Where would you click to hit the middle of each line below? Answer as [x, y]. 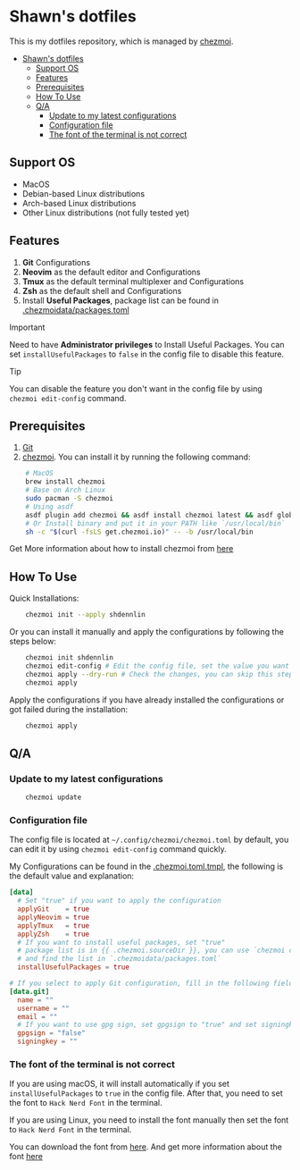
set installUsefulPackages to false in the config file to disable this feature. [146, 354]
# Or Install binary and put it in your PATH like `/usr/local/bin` [155, 523]
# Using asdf [50, 507]
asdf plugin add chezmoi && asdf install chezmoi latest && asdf [150, 515]
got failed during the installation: [69, 709]
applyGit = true [54, 909]
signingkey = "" [47, 1042]
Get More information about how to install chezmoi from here [121, 549]
